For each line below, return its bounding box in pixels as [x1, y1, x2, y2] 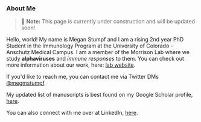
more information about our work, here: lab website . [6, 61, 136, 69]
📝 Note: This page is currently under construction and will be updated [21, 18, 195, 25]
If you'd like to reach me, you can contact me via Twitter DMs [6, 73, 159, 81]
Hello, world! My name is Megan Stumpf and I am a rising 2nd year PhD [6, 36, 184, 43]
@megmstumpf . [6, 79, 46, 87]
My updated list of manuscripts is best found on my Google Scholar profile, [6, 91, 193, 99]
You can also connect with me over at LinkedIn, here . [6, 109, 138, 117]
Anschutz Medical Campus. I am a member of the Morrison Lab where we [6, 49, 190, 56]
